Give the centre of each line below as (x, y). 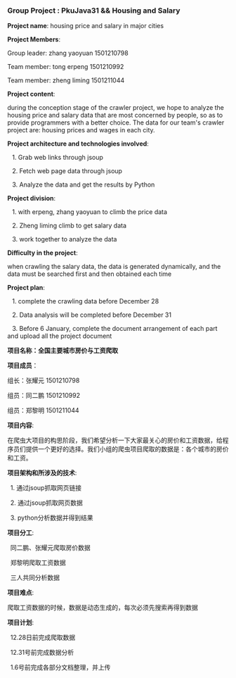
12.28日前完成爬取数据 (43, 638)
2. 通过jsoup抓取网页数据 (46, 503)
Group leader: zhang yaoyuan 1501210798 (68, 53)
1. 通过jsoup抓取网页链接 (46, 488)
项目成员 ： (23, 365)
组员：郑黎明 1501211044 (43, 410)
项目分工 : (21, 533)
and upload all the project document (60, 336)
